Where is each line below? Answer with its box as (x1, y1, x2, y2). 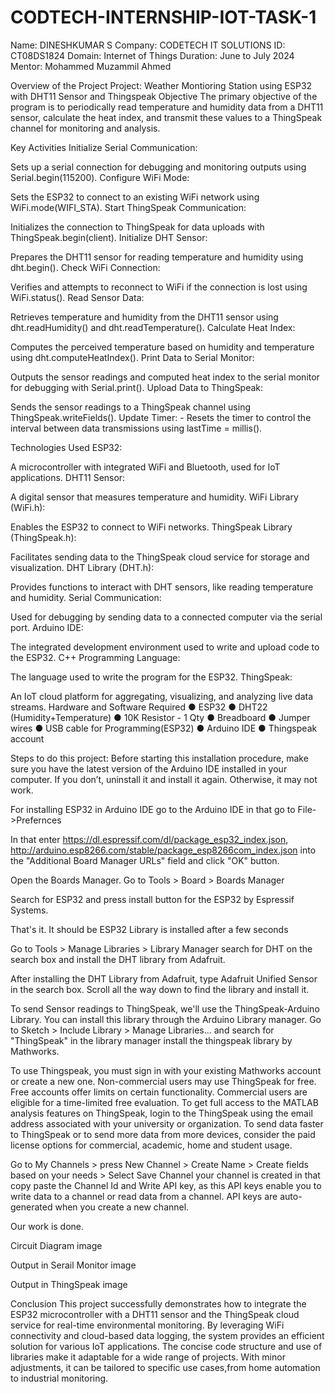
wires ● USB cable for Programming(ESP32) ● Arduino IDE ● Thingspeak (10, 722, 318, 734)
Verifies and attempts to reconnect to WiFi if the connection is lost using (10, 281, 308, 293)
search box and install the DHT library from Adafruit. (10, 953, 226, 965)
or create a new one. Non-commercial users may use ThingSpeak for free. (10, 1075, 317, 1087)
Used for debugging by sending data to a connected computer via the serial (10, 611, 323, 623)
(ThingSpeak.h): (10, 531, 77, 543)
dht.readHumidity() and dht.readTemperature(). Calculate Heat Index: (10, 321, 296, 333)
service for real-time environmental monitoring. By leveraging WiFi (10, 1319, 285, 1331)
